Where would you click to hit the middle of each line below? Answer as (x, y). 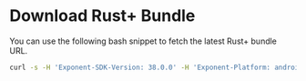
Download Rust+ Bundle (102, 16)
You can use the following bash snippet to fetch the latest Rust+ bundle (143, 41)
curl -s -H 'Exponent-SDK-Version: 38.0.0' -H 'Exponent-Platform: (140, 67)
